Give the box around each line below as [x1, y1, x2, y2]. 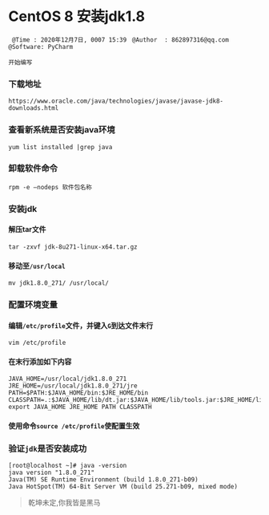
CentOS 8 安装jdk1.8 [8, 7, 146, 26]
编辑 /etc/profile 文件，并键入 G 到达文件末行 [8, 320, 154, 330]
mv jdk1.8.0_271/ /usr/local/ [8, 279, 110, 287]
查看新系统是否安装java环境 [8, 124, 115, 136]
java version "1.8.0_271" [8, 468, 94, 477]
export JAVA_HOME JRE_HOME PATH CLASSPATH [8, 403, 152, 412]
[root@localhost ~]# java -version [8, 462, 127, 470]
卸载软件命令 [8, 163, 58, 174]
